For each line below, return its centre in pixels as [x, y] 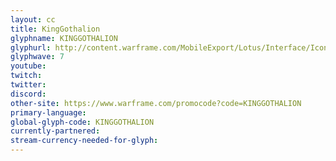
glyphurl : [31, 47]
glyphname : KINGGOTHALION [64, 38]
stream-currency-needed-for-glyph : [84, 141]
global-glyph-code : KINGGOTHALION [82, 122]
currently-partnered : [55, 131]
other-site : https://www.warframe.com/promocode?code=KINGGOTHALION [156, 103]
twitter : [28, 85]
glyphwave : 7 [37, 57]
